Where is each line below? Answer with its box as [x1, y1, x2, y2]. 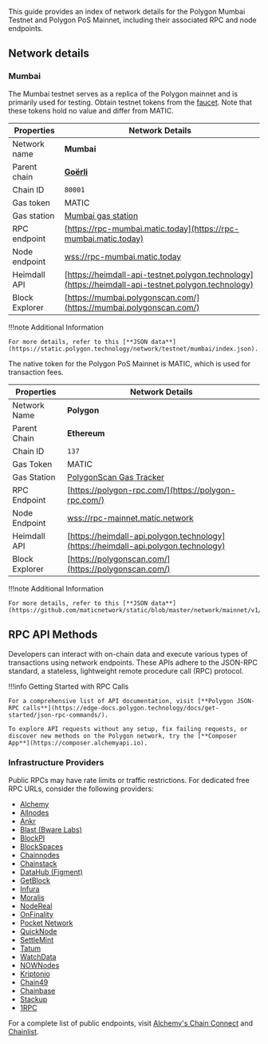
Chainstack [19, 858, 57, 868]
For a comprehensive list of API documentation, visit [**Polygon [8, 697, 234, 705]
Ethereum [67, 427, 105, 438]
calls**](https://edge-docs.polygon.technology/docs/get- [22, 704, 219, 712]
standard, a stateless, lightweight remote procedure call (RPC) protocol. [8, 666, 244, 675]
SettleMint [19, 935, 54, 944]
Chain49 [19, 977, 49, 987]
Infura [19, 884, 40, 893]
